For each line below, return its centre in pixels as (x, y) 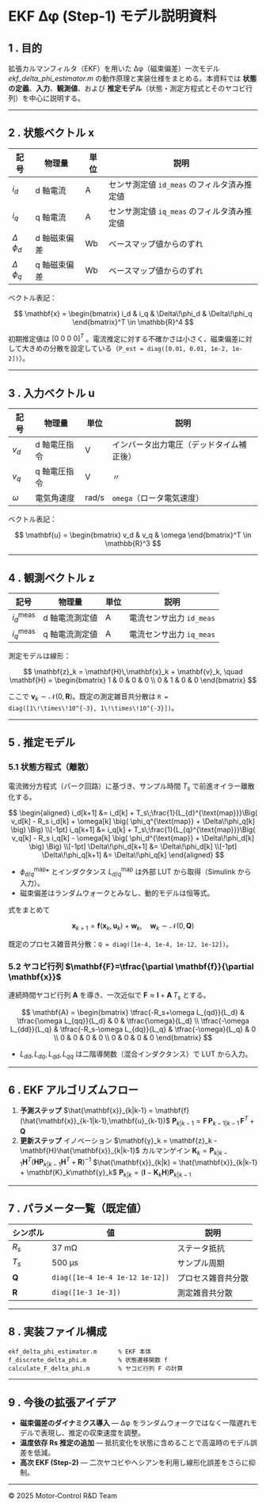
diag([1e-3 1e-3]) (86, 1292)
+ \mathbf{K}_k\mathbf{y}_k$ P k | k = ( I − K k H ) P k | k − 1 (105, 1173)
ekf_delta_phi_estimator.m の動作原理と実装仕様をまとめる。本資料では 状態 (133, 78)
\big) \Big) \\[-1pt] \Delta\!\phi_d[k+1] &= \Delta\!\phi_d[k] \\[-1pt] (133, 847)
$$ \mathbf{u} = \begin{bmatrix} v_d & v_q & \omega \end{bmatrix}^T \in (133, 535)
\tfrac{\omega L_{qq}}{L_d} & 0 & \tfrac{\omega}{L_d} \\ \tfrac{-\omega (133, 1021)
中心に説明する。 (57, 98)
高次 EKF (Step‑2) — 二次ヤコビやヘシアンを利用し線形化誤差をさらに (134, 1463)
